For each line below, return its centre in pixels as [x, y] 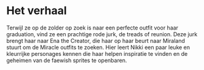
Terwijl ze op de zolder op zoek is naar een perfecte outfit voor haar [92, 28]
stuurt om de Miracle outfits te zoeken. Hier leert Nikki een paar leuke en [98, 47]
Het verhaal [37, 11]
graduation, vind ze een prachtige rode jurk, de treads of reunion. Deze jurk [102, 34]
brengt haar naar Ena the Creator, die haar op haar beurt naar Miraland [96, 41]
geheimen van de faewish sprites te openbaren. [67, 60]
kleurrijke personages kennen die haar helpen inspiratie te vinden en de [97, 53]
